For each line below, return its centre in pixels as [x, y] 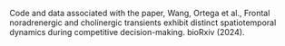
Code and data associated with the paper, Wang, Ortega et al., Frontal [140, 13]
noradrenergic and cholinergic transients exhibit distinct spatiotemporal [143, 23]
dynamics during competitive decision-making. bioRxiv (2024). [127, 32]
